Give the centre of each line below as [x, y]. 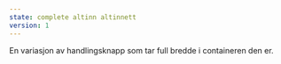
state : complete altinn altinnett [73, 17]
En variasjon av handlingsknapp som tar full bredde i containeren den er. [141, 50]
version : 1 [29, 25]
